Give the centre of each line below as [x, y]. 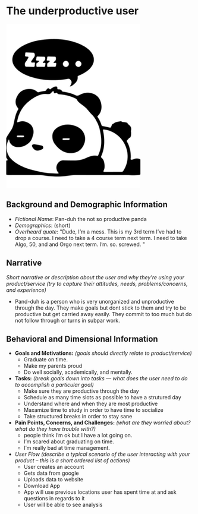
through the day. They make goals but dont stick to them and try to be [100, 308]
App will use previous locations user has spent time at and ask [100, 492]
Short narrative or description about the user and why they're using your [95, 277]
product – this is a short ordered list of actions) [72, 461]
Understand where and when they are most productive [91, 404]
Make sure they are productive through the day [81, 391]
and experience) [26, 290]
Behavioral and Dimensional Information [82, 339]
